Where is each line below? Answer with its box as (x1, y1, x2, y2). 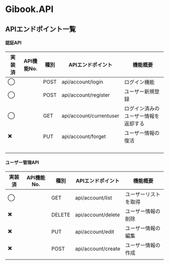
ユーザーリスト (125, 191, 161, 198)
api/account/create (75, 245, 121, 252)
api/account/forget (61, 133, 106, 140)
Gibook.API (5, 4, 54, 15)
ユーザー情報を (124, 112, 160, 119)
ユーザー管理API (5, 159, 39, 165)
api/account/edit (75, 228, 114, 235)
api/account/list (75, 194, 112, 201)
